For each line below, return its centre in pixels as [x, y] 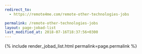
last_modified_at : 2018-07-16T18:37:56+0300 [51, 32]
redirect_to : [18, 10]
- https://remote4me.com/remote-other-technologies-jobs [69, 14]
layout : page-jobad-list [30, 27]
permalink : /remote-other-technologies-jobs [51, 23]
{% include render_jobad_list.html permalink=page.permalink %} [71, 46]
